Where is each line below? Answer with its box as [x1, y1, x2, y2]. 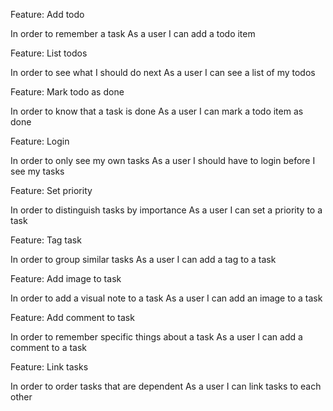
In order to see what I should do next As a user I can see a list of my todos [10, 67, 316, 78]
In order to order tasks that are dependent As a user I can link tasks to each [10, 380, 322, 392]
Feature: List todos [10, 47, 88, 59]
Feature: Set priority [10, 185, 93, 196]
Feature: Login [10, 135, 70, 147]
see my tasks [10, 165, 65, 177]
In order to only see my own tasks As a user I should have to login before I [10, 155, 316, 166]
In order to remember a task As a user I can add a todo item [10, 28, 256, 39]
